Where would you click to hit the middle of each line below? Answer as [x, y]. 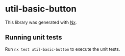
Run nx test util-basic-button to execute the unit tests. [62, 49]
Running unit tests [34, 37]
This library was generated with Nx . [41, 22]
